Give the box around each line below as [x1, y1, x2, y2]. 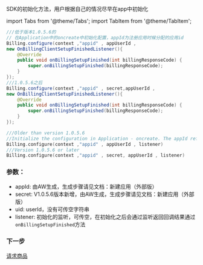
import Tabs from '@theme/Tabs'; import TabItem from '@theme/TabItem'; [6, 18, 192, 24]
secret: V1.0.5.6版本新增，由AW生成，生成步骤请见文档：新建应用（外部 [14, 190, 195, 198]
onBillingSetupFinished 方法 [14, 220, 86, 228]
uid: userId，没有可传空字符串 [14, 205, 89, 213]
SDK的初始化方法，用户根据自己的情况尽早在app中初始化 [6, 5, 149, 12]
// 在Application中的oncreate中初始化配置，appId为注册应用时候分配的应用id [6, 34, 184, 41]
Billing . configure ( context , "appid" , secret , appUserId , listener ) [6, 152, 185, 159]
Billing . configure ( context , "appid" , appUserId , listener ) [6, 141, 164, 147]
